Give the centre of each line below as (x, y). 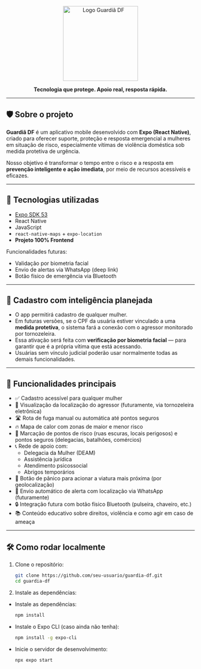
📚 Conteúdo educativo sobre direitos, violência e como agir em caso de (104, 513)
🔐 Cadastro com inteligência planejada (79, 301)
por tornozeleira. (35, 334)
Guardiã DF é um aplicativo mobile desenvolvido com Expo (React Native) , (99, 132)
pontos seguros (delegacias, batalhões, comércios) (78, 440)
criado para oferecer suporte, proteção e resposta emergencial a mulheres (98, 138)
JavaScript (28, 227)
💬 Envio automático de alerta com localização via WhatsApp (89, 491)
